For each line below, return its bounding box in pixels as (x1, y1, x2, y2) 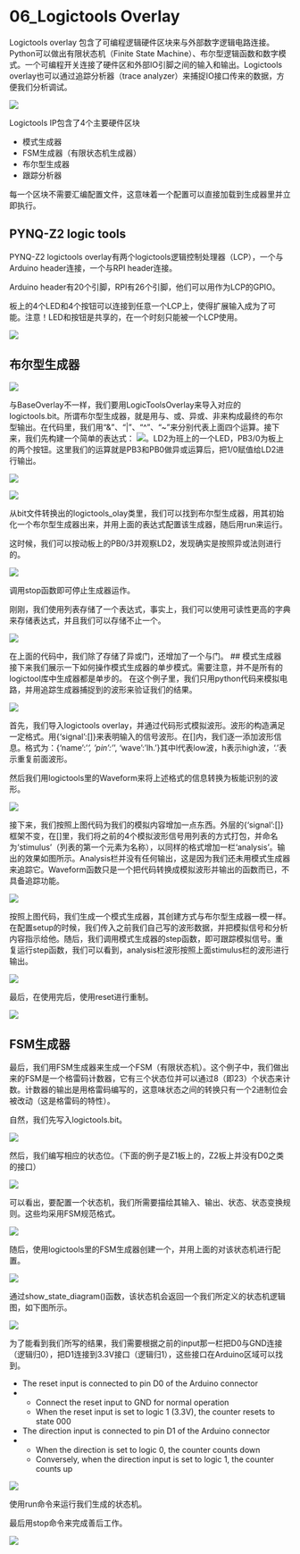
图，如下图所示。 (9, 1302, 72, 1313)
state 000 (35, 1416, 71, 1427)
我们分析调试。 (16, 81, 72, 92)
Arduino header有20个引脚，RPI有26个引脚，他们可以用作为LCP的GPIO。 (9, 281, 280, 292)
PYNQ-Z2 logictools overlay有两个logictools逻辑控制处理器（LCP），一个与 (9, 251, 284, 262)
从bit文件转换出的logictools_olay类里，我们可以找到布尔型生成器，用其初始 (9, 508, 285, 518)
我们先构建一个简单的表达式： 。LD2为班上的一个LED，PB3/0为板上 (24, 433, 284, 443)
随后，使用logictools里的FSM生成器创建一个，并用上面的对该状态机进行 (9, 1244, 273, 1255)
